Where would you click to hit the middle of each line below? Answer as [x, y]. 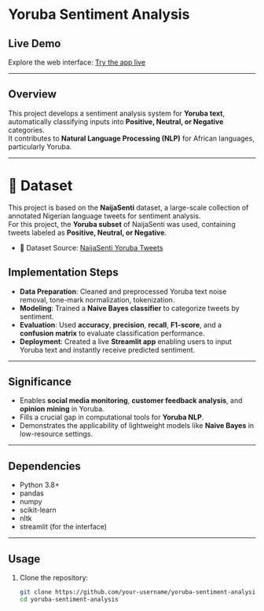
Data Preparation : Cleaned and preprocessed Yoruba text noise [123, 291]
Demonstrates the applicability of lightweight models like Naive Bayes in [137, 426]
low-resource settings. [56, 434]
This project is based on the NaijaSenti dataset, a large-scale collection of [128, 207]
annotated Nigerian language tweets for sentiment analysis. [104, 216]
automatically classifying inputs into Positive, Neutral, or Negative [116, 121]
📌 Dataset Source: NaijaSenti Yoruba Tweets [91, 247]
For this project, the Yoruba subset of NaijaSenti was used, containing [122, 224]
